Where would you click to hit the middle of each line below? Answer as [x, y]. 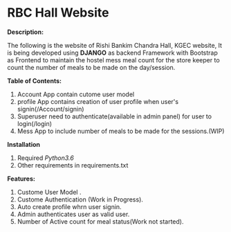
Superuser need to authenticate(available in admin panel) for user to [114, 116]
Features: [21, 179]
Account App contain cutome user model [76, 94]
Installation [24, 144]
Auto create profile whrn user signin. [70, 206]
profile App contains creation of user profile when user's [98, 101]
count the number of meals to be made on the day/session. [91, 67]
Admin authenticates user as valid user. [73, 214]
